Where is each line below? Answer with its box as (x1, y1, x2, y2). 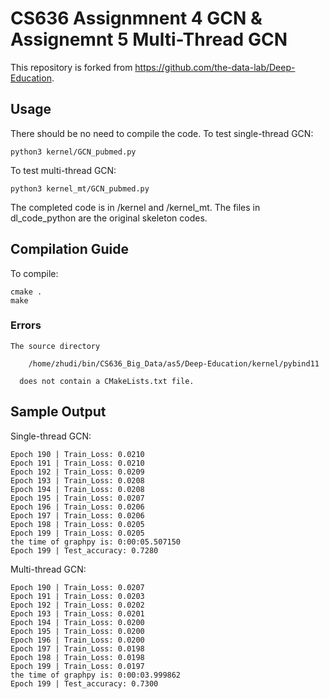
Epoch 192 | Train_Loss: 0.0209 (10, 467, 145, 477)
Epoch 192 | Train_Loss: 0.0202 (10, 600, 145, 610)
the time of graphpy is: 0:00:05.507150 (10, 537, 182, 547)
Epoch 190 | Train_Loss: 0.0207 (10, 582, 145, 592)
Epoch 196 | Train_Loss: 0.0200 (10, 635, 145, 645)
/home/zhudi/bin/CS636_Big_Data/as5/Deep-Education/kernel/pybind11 (28, 358, 320, 369)
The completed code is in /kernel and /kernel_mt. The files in (10, 201, 261, 213)
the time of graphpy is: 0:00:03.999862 (10, 670, 182, 680)
